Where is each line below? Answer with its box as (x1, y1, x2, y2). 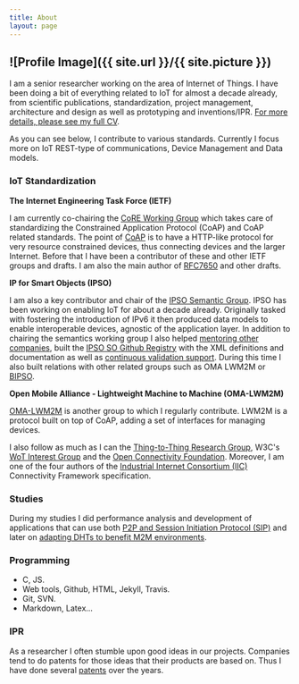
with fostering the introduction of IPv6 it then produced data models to (9, 314, 269, 325)
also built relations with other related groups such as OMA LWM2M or (9, 361, 266, 372)
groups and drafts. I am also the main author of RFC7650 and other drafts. (9, 260, 282, 271)
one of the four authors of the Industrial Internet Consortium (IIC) (9, 460, 248, 471)
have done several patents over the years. (9, 664, 164, 675)
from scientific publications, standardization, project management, (9, 97, 253, 108)
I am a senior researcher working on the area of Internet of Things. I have (9, 78, 278, 89)
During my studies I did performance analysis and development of (9, 512, 253, 523)
